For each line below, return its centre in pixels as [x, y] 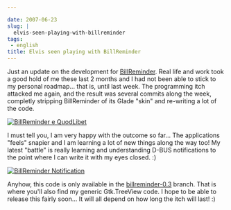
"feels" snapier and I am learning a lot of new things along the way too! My [114, 142]
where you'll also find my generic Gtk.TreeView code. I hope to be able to [112, 192]
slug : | [18, 26]
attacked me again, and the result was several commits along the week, [109, 94]
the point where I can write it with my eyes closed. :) [82, 157]
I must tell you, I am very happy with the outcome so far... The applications [114, 135]
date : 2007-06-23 [32, 19]
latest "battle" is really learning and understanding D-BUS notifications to [112, 150]
